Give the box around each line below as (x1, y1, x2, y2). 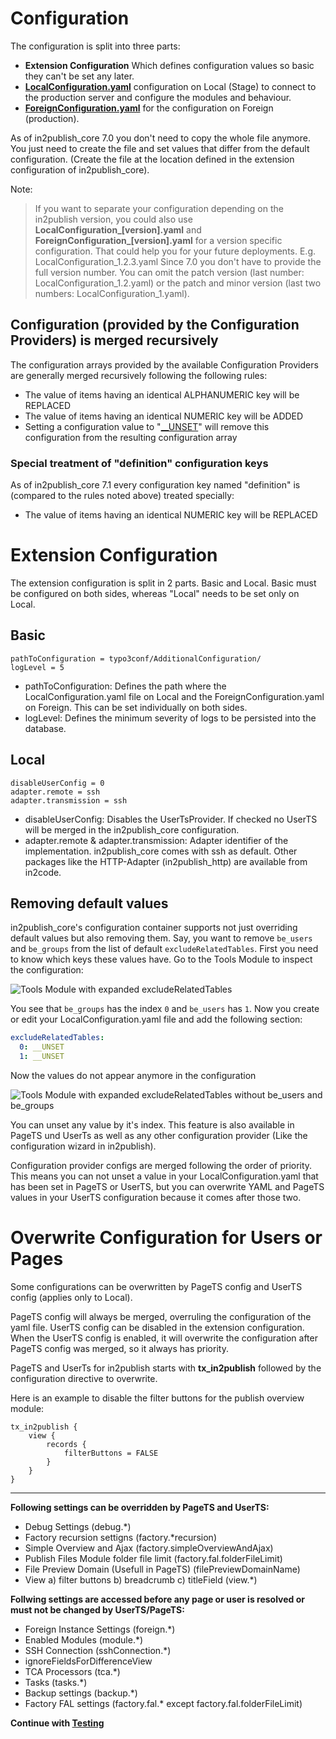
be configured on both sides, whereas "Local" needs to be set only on (10, 587, 300, 599)
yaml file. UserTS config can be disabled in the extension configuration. (10, 1321, 305, 1333)
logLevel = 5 (10, 662, 65, 672)
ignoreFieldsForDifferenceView (24, 1655, 153, 1667)
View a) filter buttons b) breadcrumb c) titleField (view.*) (24, 1573, 258, 1586)
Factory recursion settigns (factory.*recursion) (24, 1531, 217, 1543)
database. (24, 722, 67, 734)
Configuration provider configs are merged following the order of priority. (10, 1160, 313, 1172)
